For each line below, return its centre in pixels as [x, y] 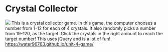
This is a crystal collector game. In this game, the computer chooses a [84, 23]
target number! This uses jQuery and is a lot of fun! [58, 39]
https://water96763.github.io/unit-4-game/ [49, 44]
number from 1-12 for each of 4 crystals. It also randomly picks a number [81, 28]
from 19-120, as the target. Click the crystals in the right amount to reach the [84, 33]
